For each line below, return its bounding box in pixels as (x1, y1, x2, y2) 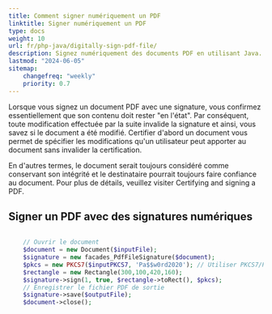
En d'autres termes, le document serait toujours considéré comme (8, 160, 229, 170)
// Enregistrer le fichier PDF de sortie (23, 283, 164, 291)
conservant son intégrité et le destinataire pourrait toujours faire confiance (8, 169, 257, 179)
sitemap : (8, 65, 38, 73)
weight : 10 (8, 34, 45, 43)
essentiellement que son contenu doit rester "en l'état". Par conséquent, (8, 110, 249, 120)
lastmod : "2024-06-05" (8, 57, 85, 66)
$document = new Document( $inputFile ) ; (23, 246, 158, 254)
